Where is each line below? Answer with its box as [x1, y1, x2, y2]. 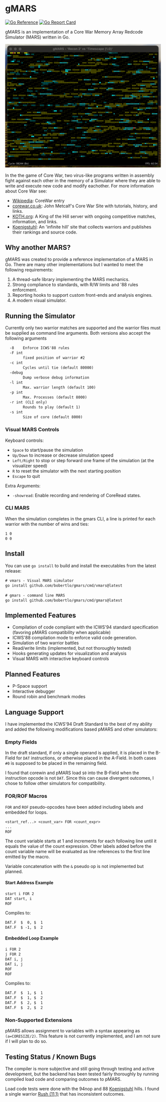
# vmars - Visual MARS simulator [5, 578, 74, 583]
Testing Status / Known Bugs [5, 1053, 96, 1061]
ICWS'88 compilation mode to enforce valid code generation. [12, 635, 137, 641]
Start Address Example [5, 880, 53, 886]
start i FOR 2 [5, 891, 35, 896]
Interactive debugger [12, 688, 55, 694]
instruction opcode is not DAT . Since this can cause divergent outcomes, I [5, 775, 154, 781]
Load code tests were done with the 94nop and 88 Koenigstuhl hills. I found [5, 1086, 160, 1092]
